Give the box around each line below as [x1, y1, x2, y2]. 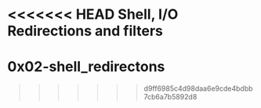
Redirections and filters [7, 22, 164, 40]
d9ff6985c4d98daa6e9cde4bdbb [143, 84, 253, 93]
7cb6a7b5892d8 [143, 92, 198, 102]
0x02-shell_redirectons [7, 58, 165, 76]
